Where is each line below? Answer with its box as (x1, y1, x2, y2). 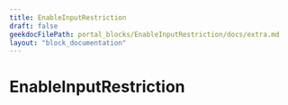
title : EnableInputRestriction (9, 13, 127, 22)
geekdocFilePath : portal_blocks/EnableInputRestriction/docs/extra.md (9, 30, 280, 39)
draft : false (9, 22, 58, 31)
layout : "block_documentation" (9, 38, 127, 48)
